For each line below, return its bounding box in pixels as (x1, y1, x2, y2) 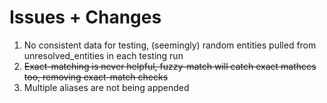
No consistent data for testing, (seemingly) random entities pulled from (23, 39, 317, 51)
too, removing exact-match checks (23, 71, 169, 83)
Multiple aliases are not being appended (23, 81, 190, 93)
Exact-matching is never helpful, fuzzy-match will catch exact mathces (23, 60, 317, 72)
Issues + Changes (9, 6, 162, 29)
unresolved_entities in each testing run (23, 49, 184, 61)
